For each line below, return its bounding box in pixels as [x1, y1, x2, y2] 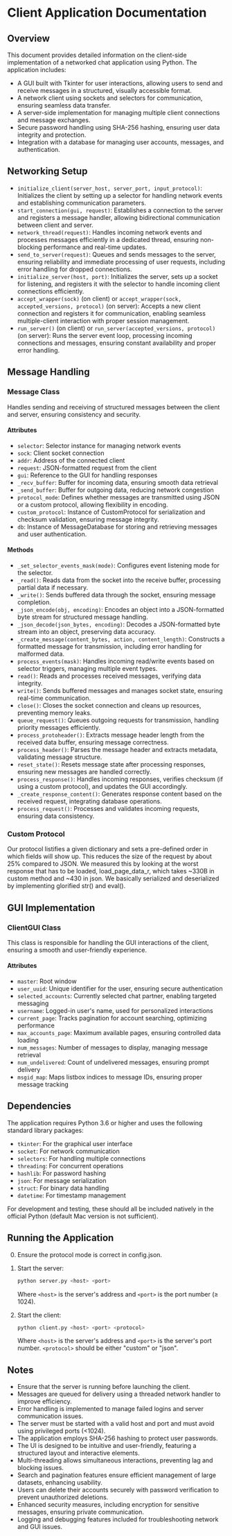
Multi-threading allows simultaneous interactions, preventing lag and [17, 1456, 213, 1465]
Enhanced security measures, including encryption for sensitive [17, 1501, 199, 1509]
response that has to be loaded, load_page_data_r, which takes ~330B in [7, 867, 215, 876]
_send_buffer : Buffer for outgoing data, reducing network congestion [17, 486, 215, 494]
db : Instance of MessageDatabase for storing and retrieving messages [17, 522, 218, 531]
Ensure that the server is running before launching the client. [17, 1383, 190, 1391]
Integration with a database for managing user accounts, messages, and [17, 138, 224, 146]
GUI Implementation [7, 902, 96, 914]
